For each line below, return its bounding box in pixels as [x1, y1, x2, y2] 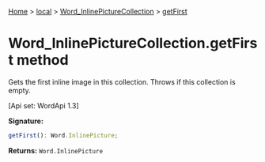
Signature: [8, 116, 44, 126]
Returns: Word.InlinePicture [8, 145, 104, 155]
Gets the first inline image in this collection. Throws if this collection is [8, 77, 236, 86]
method [16, 51, 69, 70]
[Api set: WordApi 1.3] [8, 100, 79, 110]
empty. [8, 85, 32, 95]
